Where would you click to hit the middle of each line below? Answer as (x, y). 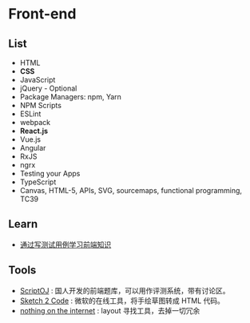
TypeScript (38, 182)
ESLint (30, 114)
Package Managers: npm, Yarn (71, 97)
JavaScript (38, 80)
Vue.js (30, 139)
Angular (33, 148)
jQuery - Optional (48, 88)
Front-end (42, 14)
